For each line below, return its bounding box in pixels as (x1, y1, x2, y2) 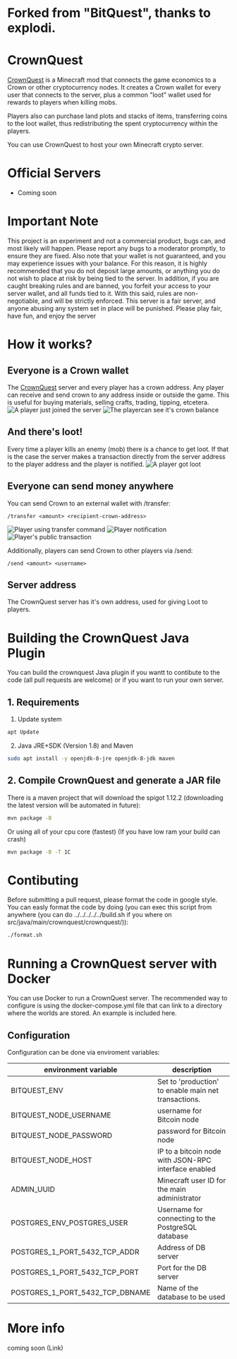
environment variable (44, 1065, 118, 1074)
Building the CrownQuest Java (7, 630, 189, 646)
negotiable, (7, 297, 40, 305)
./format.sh (7, 932, 42, 939)
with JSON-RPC (157, 1156, 212, 1166)
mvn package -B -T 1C (7, 849, 71, 856)
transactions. (157, 1094, 201, 1104)
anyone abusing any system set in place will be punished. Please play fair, (7, 304, 222, 312)
